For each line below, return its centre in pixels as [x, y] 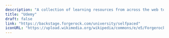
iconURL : [14, 28]
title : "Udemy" [21, 14]
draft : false [19, 19]
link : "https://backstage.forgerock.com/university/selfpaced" [73, 23]
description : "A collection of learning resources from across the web [82, 10]
